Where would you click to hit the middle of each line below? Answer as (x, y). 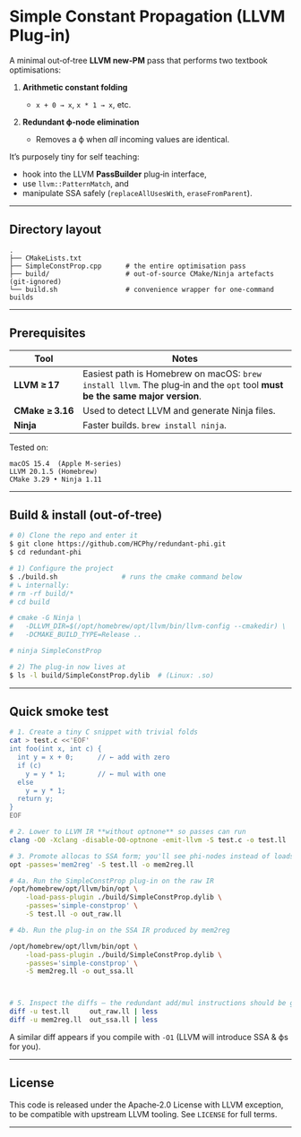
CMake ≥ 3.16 (44, 410)
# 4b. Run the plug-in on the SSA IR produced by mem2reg (120, 930)
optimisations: (35, 70)
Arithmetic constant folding (75, 87)
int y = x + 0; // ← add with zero (94, 758)
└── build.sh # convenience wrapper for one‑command (142, 289)
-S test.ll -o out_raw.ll (74, 914)
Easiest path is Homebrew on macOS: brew (172, 374)
